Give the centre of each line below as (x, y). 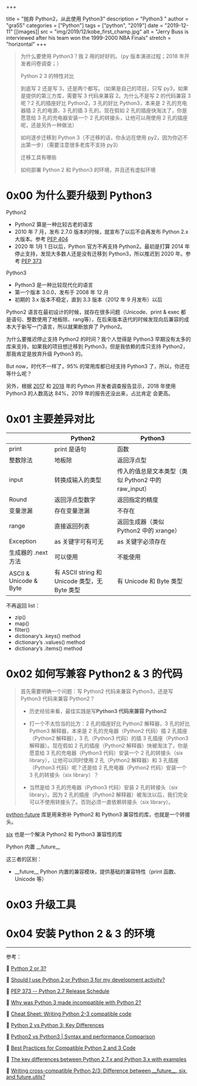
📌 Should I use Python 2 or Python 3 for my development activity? (86, 979)
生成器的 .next (28, 552)
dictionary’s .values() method (50, 642)
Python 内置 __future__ (33, 846)
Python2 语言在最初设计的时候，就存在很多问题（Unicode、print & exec (93, 312)
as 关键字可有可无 (79, 541)
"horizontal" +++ (26, 44)
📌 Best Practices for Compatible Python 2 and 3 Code (71, 1048)
